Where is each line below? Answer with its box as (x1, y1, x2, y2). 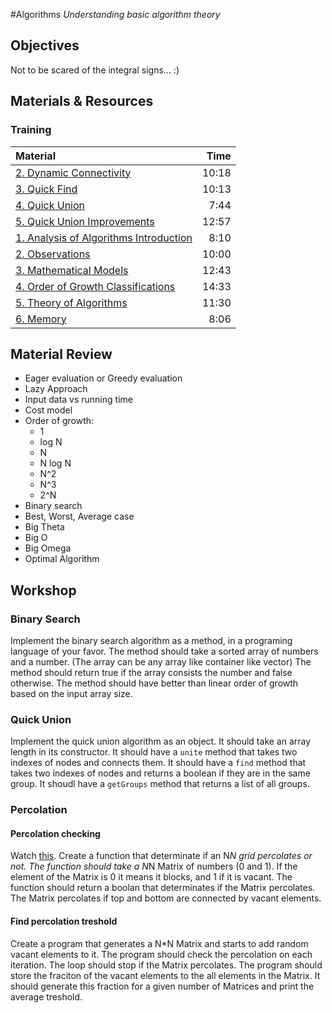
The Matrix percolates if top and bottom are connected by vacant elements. (10, 892, 322, 904)
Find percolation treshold (10, 915, 118, 928)
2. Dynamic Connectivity (15, 165, 132, 179)
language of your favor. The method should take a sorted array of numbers (10, 645, 319, 657)
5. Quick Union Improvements (15, 214, 155, 228)
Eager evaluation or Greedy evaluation (24, 372, 183, 384)
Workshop (10, 582, 77, 599)
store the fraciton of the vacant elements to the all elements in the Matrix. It (10, 969, 321, 981)
